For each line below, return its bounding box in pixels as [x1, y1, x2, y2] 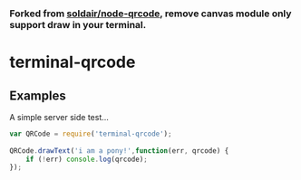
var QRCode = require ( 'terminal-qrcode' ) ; [9, 129, 172, 138]
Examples [9, 88, 66, 103]
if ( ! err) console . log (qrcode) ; [25, 155, 148, 164]
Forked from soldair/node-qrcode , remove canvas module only [9, 7, 292, 20]
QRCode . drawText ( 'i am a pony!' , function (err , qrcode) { [9, 146, 229, 156]
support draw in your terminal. [9, 18, 147, 31]
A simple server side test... [9, 111, 109, 122]
